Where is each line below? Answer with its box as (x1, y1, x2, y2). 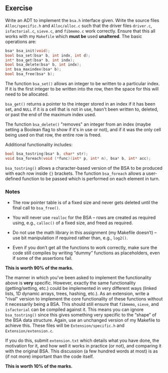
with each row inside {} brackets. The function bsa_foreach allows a (5, 170, 145, 176)
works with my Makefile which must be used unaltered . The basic (5, 33, 142, 39)
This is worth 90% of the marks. (5, 265, 73, 271)
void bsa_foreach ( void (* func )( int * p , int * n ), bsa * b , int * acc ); (5, 156, 151, 161)
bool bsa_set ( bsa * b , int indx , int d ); (5, 53, 91, 58)
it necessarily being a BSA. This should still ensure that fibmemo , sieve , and (5, 301, 159, 307)
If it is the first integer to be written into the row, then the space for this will (5, 86, 159, 92)
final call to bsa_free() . (12, 205, 60, 211)
